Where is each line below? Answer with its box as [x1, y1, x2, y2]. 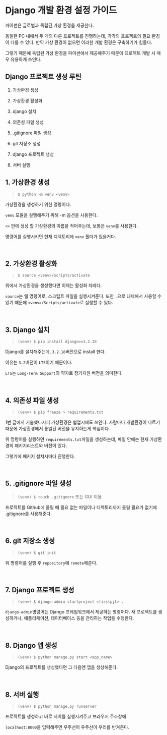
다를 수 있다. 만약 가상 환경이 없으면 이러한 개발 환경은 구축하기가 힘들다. [10, 39, 152, 45]
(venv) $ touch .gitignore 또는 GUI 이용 [17, 493, 102, 499]
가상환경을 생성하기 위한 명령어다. [5, 201, 71, 207]
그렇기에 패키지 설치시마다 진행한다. [5, 454, 75, 459]
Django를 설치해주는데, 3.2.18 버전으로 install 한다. [5, 349, 106, 355]
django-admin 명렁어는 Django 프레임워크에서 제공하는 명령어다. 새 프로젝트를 [5, 609, 157, 615]
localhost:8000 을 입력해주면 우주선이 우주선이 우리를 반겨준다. [5, 724, 130, 730]
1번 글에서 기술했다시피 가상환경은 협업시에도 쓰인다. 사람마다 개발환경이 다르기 [5, 419, 160, 425]
